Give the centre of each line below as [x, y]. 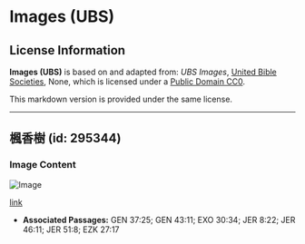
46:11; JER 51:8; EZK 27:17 [71, 229]
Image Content [43, 165]
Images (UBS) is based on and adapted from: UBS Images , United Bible [143, 72]
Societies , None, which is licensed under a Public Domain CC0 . [128, 82]
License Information [67, 50]
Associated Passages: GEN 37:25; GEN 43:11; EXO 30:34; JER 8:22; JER [159, 220]
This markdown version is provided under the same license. [121, 99]
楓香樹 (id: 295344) [65, 138]
